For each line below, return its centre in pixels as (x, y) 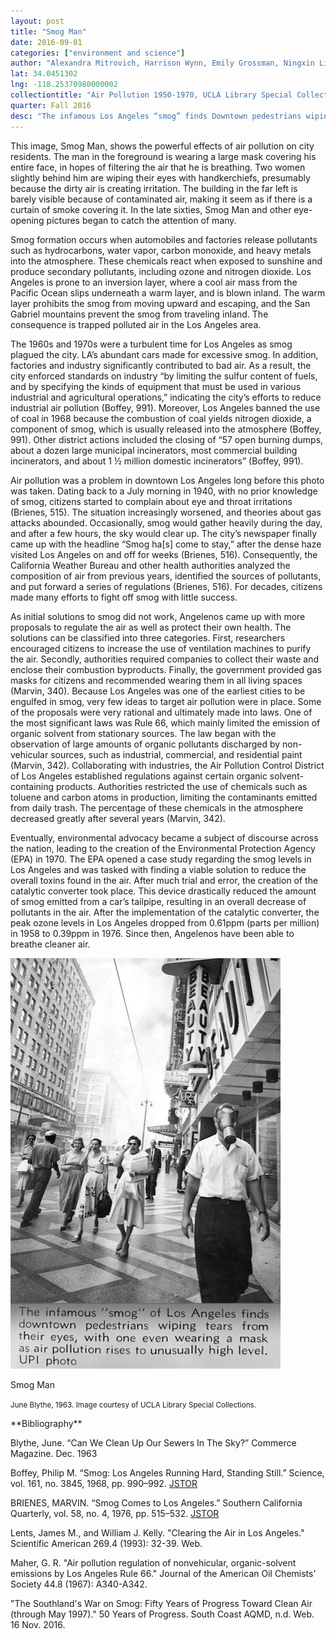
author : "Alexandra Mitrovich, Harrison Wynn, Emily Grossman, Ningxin (162, 63)
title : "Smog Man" (48, 31)
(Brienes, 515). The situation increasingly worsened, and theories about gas (166, 512)
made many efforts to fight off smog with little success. (124, 597)
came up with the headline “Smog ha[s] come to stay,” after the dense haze (166, 544)
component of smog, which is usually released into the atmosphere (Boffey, (166, 429)
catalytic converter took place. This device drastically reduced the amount (163, 891)
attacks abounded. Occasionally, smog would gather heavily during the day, (166, 522)
